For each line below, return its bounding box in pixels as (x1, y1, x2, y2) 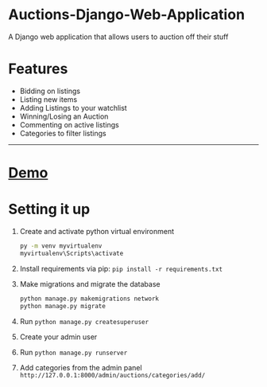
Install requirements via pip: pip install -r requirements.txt (19, 264, 223, 273)
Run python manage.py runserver (19, 347, 128, 357)
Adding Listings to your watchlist (19, 103, 127, 112)
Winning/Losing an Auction (19, 111, 109, 121)
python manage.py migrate (19, 302, 106, 310)
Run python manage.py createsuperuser (19, 316, 149, 326)
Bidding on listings (19, 86, 81, 96)
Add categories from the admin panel (19, 362, 142, 372)
